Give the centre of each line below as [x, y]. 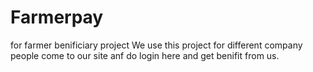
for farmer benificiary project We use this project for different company [156, 45]
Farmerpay [57, 17]
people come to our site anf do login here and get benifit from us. [145, 55]
